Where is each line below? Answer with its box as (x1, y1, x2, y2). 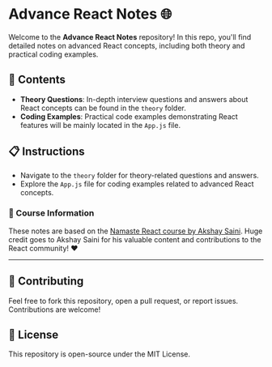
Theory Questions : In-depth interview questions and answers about (19, 94, 249, 104)
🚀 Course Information (8, 207, 95, 219)
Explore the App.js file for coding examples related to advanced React (19, 179, 254, 189)
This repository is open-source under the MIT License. (8, 349, 191, 359)
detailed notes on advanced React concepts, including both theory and (8, 41, 245, 50)
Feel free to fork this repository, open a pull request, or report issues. (8, 296, 239, 305)
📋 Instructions (8, 145, 85, 159)
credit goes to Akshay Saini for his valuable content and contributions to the (8, 234, 261, 244)
